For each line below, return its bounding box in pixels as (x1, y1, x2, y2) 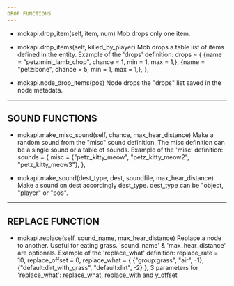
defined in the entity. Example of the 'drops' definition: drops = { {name (17, 50, 223, 58)
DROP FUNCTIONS (7, 10, 52, 17)
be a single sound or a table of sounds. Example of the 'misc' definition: (17, 145, 224, 154)
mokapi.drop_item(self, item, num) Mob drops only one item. (17, 29, 191, 38)
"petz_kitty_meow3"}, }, (17, 161, 86, 169)
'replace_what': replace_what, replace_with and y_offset (17, 271, 178, 279)
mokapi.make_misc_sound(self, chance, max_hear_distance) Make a (17, 131, 214, 139)
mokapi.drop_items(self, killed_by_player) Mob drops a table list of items (17, 42, 225, 51)
